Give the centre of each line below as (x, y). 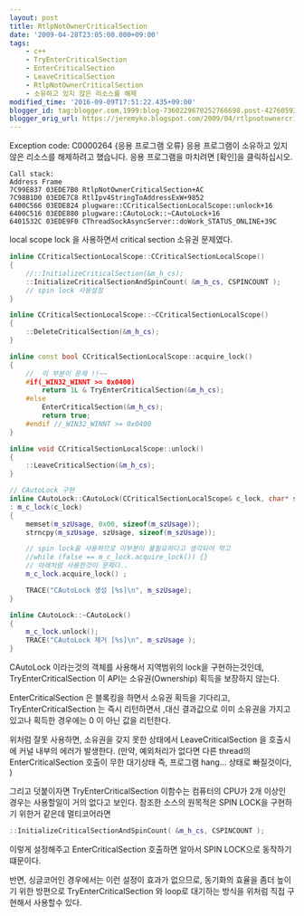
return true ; (66, 415)
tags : (19, 43)
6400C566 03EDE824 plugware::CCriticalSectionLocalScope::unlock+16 (141, 206)
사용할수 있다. (57, 902)
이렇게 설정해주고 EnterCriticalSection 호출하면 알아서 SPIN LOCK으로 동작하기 (151, 849)
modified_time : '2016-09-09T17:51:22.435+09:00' (103, 102)
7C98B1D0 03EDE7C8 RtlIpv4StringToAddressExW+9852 (107, 198)
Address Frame (36, 182)
